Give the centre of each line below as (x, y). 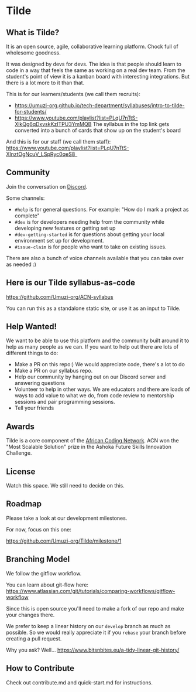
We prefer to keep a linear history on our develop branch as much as (88, 626)
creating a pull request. (34, 638)
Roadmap (24, 504)
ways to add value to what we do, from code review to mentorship (94, 396)
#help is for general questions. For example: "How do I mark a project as (102, 209)
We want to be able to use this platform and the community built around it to (98, 340)
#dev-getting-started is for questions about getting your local (90, 234)
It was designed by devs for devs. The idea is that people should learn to (94, 64)
